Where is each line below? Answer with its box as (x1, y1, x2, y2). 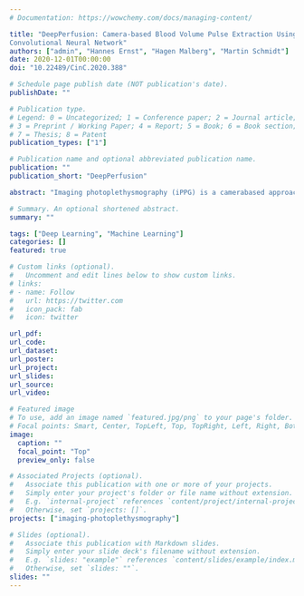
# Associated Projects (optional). (9, 472, 144, 481)
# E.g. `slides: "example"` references (9, 555, 168, 565)
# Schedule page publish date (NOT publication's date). (9, 80, 229, 89)
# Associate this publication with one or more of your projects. (9, 480, 273, 490)
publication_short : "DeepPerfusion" (9, 171, 147, 181)
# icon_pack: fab (9, 305, 83, 314)
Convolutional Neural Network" (9, 38, 128, 47)
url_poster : (9, 355, 54, 364)
